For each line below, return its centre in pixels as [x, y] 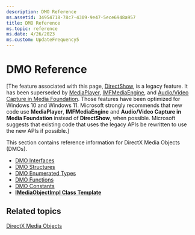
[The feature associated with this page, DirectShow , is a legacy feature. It [97, 86]
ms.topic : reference [32, 29]
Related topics [34, 211]
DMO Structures [35, 166]
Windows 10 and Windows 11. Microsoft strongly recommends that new [94, 105]
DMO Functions [34, 179]
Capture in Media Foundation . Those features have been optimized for [93, 99]
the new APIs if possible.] [38, 130]
